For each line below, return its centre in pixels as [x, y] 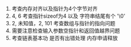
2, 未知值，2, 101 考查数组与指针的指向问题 [63, 23]
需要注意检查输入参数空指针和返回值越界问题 [66, 31]
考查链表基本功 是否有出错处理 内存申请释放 [65, 38]
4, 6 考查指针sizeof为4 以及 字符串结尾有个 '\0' [68, 16]
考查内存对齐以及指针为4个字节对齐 [55, 9]
